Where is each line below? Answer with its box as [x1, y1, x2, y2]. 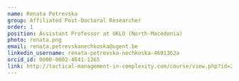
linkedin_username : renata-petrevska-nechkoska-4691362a [7, 50, 180, 57]
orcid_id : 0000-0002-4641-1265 [7, 56, 100, 63]
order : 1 [7, 23, 33, 30]
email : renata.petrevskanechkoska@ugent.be [7, 43, 139, 50]
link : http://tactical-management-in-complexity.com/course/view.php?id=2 [7, 63, 234, 70]
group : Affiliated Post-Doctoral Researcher [7, 17, 142, 24]
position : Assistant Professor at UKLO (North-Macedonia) [7, 30, 183, 37]
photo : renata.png [7, 37, 62, 44]
